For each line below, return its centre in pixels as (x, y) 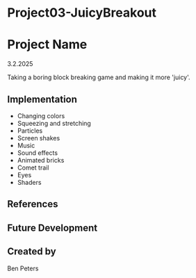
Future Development (52, 228)
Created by (32, 252)
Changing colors (41, 115)
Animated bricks (41, 160)
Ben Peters (23, 268)
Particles (30, 131)
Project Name (47, 45)
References (33, 204)
